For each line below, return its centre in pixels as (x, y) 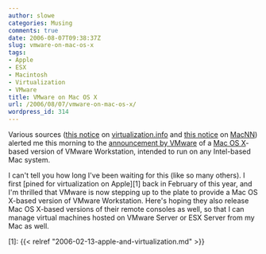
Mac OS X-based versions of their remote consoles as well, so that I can (126, 209)
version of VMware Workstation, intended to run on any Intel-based (141, 151)
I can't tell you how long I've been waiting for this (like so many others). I (127, 175)
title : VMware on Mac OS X (53, 97)
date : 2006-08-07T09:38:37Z (55, 38)
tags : (17, 53)
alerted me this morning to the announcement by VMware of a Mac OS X (127, 143)
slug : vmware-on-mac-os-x (51, 45)
